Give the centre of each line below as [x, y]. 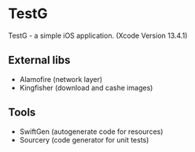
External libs [39, 60]
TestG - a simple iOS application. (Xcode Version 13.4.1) [98, 35]
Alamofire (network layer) [61, 79]
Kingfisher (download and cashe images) [86, 87]
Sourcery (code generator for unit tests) [84, 139]
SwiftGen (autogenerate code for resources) [91, 132]
